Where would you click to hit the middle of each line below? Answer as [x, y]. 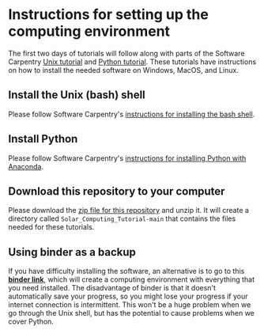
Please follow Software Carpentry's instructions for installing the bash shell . [132, 114]
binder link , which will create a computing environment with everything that [132, 279]
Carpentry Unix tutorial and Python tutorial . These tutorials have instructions [132, 62]
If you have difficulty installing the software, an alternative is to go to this [126, 271]
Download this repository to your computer [117, 191]
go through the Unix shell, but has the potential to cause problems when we [132, 313]
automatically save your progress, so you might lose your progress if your [128, 296]
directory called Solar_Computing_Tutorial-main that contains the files [122, 218]
